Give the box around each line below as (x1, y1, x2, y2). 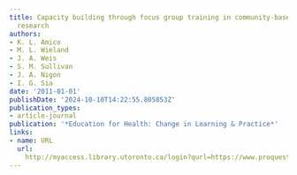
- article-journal (9, 111, 77, 120)
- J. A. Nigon (9, 71, 62, 80)
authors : (9, 29, 42, 38)
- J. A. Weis (9, 54, 57, 63)
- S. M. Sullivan (9, 63, 73, 72)
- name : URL (9, 136, 53, 145)
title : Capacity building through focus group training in (9, 12, 232, 22)
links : (9, 128, 34, 137)
